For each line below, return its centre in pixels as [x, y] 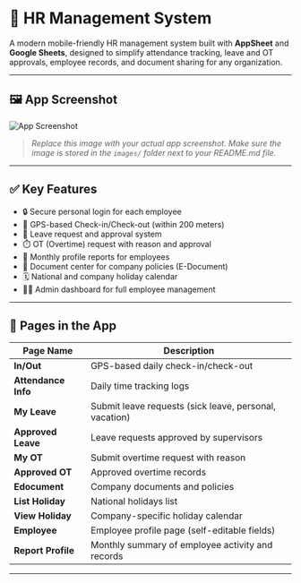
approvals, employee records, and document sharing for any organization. [146, 62]
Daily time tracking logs [140, 386]
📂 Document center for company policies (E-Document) [125, 266]
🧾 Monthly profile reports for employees [96, 257]
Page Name [48, 351]
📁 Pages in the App [63, 326]
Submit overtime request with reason [168, 458]
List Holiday [39, 502]
